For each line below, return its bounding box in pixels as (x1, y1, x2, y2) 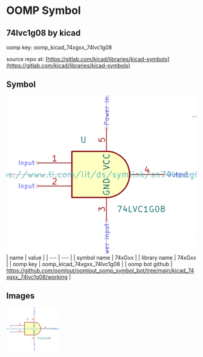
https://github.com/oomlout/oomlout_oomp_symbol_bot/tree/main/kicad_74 (6, 267, 195, 274)
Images (6, 291, 35, 301)
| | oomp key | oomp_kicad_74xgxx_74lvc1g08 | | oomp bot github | (6, 260, 173, 267)
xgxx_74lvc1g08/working (6, 273, 68, 280)
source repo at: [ (6, 56, 48, 62)
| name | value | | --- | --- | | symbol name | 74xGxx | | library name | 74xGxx (6, 254, 196, 261)
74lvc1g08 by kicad (6, 28, 81, 38)
